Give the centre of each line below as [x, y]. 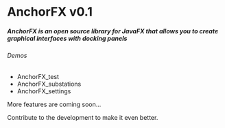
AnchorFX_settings [44, 91]
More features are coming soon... [54, 104]
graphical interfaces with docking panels [67, 38]
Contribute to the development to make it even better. [83, 117]
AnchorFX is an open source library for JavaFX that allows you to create [113, 31]
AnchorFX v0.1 [50, 12]
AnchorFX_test [38, 76]
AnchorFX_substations [49, 84]
